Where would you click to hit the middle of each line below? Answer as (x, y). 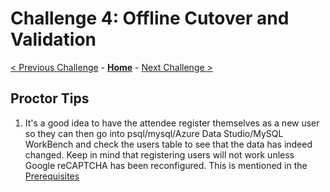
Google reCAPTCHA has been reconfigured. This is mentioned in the (166, 165)
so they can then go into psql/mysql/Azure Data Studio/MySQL (154, 133)
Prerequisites (52, 176)
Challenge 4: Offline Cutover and (150, 18)
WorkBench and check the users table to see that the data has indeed (168, 144)
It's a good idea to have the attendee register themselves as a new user (172, 123)
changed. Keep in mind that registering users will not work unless (159, 154)
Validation (53, 39)
